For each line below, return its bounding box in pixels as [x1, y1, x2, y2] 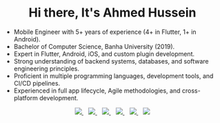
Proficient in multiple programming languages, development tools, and [13, 71, 214, 80]
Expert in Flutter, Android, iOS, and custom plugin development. [13, 50, 195, 58]
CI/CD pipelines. [13, 79, 61, 87]
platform [13, 93, 38, 102]
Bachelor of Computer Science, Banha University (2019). [13, 42, 175, 50]
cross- [181, 86, 201, 95]
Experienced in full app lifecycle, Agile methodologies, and [13, 86, 181, 95]
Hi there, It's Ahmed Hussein [28, 5, 197, 21]
